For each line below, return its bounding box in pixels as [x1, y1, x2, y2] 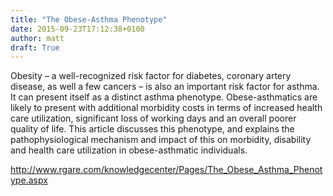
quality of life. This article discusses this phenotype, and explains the [10, 123, 295, 135]
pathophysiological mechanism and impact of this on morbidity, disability [10, 134, 312, 146]
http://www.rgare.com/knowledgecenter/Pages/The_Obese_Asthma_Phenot [10, 164, 323, 176]
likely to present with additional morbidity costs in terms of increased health [10, 102, 323, 114]
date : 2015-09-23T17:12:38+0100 [10, 24, 145, 34]
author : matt [10, 33, 65, 43]
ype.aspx [10, 174, 48, 186]
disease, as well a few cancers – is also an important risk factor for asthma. [10, 81, 320, 93]
